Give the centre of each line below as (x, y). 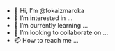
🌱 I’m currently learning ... (51, 25)
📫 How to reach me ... (46, 40)
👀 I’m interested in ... (43, 18)
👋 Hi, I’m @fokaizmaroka (49, 11)
